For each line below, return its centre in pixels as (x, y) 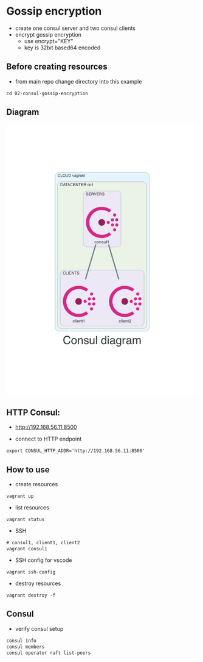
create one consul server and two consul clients (75, 28)
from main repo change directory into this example (78, 81)
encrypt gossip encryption (48, 34)
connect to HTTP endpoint (48, 439)
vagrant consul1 (27, 549)
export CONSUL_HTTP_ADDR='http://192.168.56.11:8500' (76, 451)
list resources (32, 508)
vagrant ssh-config (31, 572)
